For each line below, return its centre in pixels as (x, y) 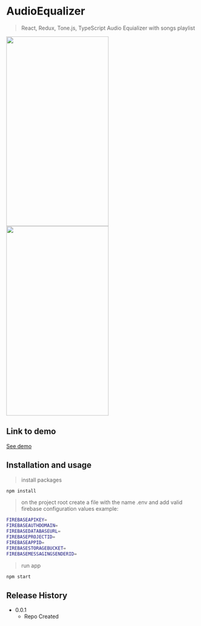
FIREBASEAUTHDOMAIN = (32, 526)
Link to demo (31, 432)
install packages (41, 480)
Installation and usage (49, 465)
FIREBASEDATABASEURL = (34, 531)
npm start (19, 577)
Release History (37, 595)
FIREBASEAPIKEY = (27, 520)
